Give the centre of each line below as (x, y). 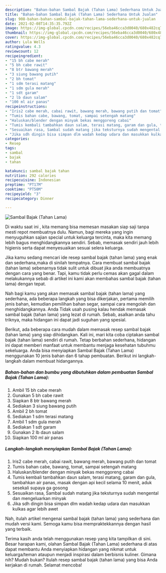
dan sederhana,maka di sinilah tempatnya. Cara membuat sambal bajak (78, 262)
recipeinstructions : (26, 107)
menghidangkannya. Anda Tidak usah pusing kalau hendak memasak (76, 309)
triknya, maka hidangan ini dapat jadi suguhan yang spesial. (66, 319)
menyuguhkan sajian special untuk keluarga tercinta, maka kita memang (79, 237)
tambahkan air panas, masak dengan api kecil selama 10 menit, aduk (82, 482)
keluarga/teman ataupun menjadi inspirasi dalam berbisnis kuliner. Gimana (81, 554)
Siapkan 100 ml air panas (38, 438)
